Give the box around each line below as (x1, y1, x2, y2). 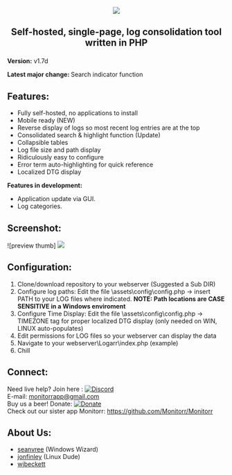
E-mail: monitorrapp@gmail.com (7, 392, 100, 400)
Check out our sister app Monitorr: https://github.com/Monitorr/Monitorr (7, 406, 213, 415)
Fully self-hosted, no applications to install (17, 109, 139, 117)
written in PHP (84, 37, 148, 49)
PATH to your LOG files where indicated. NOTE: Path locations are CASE (17, 295, 225, 303)
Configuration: (7, 261, 72, 273)
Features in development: (7, 181, 83, 190)
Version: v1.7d (7, 57, 48, 65)
